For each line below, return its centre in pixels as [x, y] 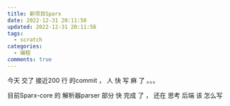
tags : [15, 33]
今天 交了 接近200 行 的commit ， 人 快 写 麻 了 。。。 [83, 80]
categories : [25, 46]
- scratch [28, 40]
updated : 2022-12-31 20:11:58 [52, 27]
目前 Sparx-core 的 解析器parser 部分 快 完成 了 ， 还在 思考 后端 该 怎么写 [115, 95]
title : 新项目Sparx [34, 14]
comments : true [30, 60]
